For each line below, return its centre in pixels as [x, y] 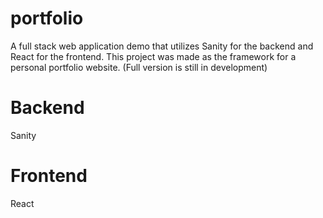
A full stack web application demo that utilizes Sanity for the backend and [162, 46]
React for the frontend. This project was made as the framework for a [153, 56]
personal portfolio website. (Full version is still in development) [139, 67]
